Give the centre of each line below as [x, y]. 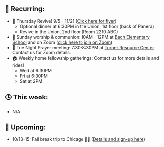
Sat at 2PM [31, 81]
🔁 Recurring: [25, 9]
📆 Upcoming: [26, 127]
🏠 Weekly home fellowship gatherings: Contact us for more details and [85, 58]
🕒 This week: [27, 97]
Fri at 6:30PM [34, 76]
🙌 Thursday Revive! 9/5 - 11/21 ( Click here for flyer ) [64, 21]
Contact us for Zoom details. [41, 52]
